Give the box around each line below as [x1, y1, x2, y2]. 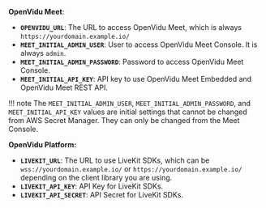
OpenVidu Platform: [8, 140, 77, 149]
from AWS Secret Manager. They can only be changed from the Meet [8, 116, 240, 125]
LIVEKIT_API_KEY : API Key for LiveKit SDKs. [19, 181, 164, 191]
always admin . [19, 49, 66, 57]
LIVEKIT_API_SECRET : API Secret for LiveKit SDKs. [19, 190, 184, 199]
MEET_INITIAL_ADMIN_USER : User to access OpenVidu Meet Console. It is [19, 40, 258, 49]
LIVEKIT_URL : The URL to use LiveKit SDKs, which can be [19, 155, 210, 165]
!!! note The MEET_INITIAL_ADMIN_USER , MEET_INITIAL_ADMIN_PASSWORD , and [8, 99, 251, 108]
